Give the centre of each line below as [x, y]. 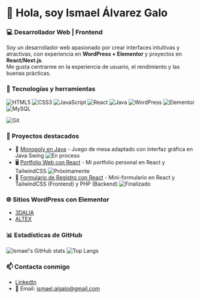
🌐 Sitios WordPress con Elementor [58, 199]
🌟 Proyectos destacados [43, 136]
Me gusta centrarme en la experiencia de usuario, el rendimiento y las [93, 67]
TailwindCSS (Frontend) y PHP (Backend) [66, 184]
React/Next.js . [25, 60]
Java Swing [29, 156]
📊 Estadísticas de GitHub [44, 235]
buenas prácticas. [29, 73]
